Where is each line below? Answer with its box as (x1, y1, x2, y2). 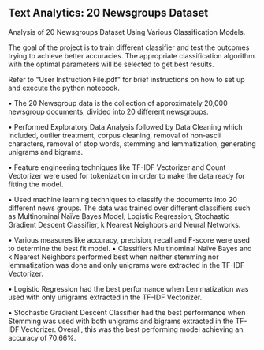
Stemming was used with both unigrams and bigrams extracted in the (8, 316, 234, 326)
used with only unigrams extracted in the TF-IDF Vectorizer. (8, 292, 203, 302)
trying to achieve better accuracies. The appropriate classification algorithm (8, 51, 255, 60)
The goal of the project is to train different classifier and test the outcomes (8, 43, 250, 52)
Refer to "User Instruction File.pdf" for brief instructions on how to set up (8, 74, 246, 84)
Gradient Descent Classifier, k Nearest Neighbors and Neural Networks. (8, 220, 241, 229)
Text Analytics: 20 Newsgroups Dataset (8, 6, 209, 20)
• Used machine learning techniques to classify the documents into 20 (8, 194, 238, 204)
